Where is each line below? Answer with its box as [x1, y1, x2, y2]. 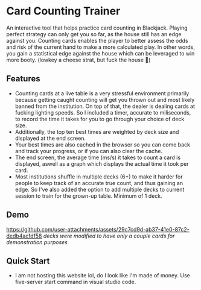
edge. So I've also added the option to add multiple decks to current [14, 186, 185, 193]
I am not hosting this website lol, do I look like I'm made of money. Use [14, 272, 190, 279]
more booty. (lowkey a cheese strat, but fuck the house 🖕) [6, 56, 151, 63]
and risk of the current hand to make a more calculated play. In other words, [6, 43, 195, 51]
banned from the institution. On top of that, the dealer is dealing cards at [14, 102, 195, 110]
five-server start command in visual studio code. [14, 279, 136, 286]
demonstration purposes [6, 238, 68, 245]
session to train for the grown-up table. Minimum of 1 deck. [14, 192, 162, 200]
